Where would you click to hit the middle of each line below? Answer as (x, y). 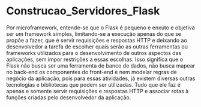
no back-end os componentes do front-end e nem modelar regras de (91, 72)
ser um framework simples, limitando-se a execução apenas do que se (94, 33)
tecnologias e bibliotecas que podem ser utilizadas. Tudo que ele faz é (94, 84)
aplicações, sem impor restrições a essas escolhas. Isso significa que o (95, 59)
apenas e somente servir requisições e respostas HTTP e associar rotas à (97, 91)
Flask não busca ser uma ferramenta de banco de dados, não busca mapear (101, 65)
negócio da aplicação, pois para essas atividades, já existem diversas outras (101, 78)
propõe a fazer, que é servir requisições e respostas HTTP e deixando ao (97, 40)
